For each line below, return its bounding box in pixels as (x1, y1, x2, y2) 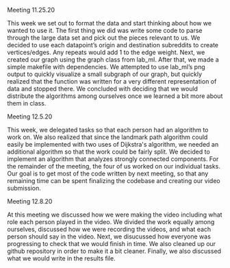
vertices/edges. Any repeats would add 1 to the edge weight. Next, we (7, 48, 205, 56)
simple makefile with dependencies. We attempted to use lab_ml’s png (7, 63, 205, 71)
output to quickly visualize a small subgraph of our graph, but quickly (7, 70, 203, 78)
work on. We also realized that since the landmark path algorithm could (7, 133, 208, 141)
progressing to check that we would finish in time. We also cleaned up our (7, 240, 216, 247)
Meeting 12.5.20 (7, 112, 53, 121)
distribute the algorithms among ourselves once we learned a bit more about (7, 92, 223, 100)
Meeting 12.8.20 (7, 197, 53, 205)
